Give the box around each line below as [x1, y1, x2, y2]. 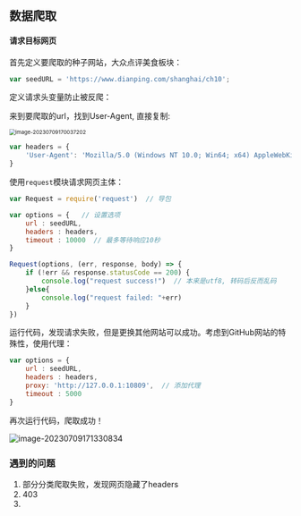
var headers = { [9, 142, 70, 152]
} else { [25, 284, 50, 293]
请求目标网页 [9, 35, 56, 46]
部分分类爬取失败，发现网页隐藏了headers [21, 479, 179, 490]
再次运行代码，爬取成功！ [9, 415, 104, 426]
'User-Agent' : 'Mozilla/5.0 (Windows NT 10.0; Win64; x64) [25, 151, 251, 160]
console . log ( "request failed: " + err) [41, 293, 182, 302]
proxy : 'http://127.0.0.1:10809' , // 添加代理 [25, 381, 202, 391]
